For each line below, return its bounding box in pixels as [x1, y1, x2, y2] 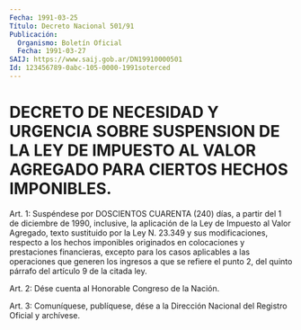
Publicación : [9, 30, 58, 39]
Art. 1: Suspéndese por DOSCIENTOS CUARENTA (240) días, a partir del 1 [9, 208, 282, 219]
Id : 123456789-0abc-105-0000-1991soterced [9, 64, 171, 73]
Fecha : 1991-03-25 [9, 13, 78, 22]
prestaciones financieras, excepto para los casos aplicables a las [9, 246, 250, 257]
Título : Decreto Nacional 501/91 [9, 22, 135, 31]
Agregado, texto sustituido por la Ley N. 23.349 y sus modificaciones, [9, 227, 268, 238]
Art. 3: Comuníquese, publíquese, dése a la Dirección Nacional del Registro [9, 300, 288, 311]
